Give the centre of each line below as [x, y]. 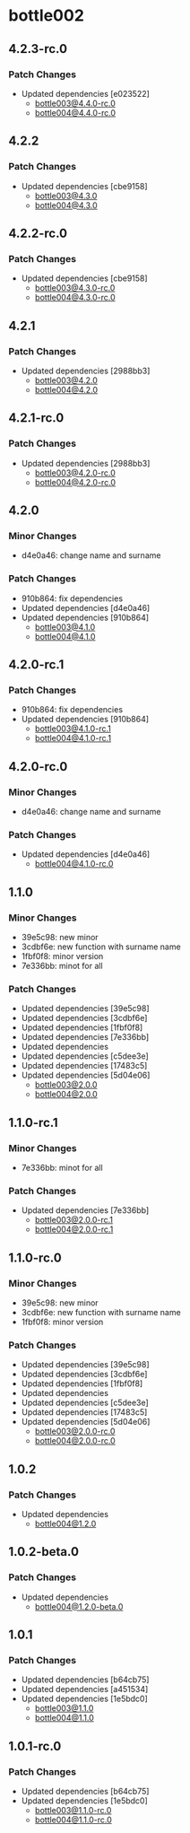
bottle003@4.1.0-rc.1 [73, 729]
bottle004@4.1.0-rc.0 [74, 864]
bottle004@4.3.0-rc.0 [75, 298]
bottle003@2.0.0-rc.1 [74, 1220]
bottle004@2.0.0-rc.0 [75, 1441]
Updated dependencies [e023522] [85, 93]
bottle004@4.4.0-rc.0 [75, 112]
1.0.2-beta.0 [44, 1552]
